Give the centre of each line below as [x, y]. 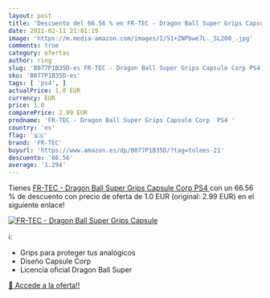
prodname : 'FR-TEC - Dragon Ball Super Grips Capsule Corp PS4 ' [122, 120]
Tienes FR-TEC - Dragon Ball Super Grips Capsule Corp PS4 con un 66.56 [131, 188]
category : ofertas [39, 53]
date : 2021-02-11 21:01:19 [53, 31]
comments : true [34, 46]
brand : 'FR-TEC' [35, 143]
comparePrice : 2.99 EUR [48, 113]
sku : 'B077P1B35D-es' [45, 76]
